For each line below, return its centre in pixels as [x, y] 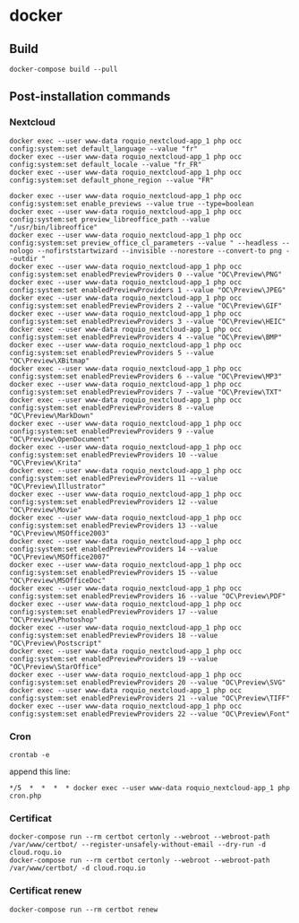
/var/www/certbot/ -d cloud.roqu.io [77, 868]
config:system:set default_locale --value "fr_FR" [106, 164]
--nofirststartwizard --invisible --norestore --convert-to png [159, 251]
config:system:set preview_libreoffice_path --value [110, 219]
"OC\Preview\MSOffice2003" [60, 533]
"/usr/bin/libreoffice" [54, 227]
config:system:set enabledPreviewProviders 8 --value [112, 408]
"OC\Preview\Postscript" [56, 643]
